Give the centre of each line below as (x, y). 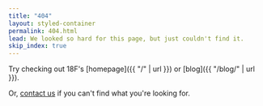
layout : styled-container (52, 23)
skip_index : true (38, 46)
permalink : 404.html (43, 31)
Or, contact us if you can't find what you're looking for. (99, 93)
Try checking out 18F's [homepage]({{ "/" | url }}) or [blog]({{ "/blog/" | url (131, 69)
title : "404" (30, 16)
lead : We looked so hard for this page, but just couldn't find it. (126, 38)
